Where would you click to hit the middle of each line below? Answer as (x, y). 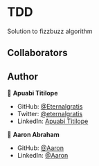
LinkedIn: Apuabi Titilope (53, 121)
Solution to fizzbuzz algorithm (50, 31)
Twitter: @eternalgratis (50, 114)
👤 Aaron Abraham (34, 135)
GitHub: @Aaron (40, 148)
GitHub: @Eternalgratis (50, 107)
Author (22, 76)
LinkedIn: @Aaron (43, 156)
